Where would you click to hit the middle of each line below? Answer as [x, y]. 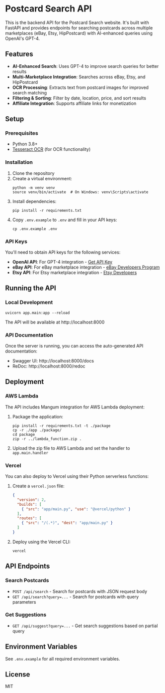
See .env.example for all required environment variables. [63, 659]
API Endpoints [28, 566]
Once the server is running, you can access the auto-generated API [74, 346]
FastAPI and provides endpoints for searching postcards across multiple [79, 27]
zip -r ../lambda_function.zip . [47, 439]
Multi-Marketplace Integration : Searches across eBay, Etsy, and [79, 77]
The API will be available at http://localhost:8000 [55, 322]
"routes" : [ [29, 518]
